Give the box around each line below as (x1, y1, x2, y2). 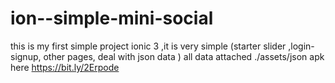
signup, (10, 50, 42, 62)
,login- (288, 40, 315, 52)
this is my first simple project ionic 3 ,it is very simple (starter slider (10, 40, 287, 52)
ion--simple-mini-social (10, 7, 214, 30)
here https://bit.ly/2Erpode (10, 61, 120, 73)
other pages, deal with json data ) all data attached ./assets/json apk (43, 50, 325, 62)
